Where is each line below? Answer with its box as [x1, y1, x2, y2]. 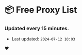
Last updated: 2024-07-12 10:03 [11, 36, 76, 42]
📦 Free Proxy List [4, 4, 77, 16]
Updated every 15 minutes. [4, 25, 69, 32]
